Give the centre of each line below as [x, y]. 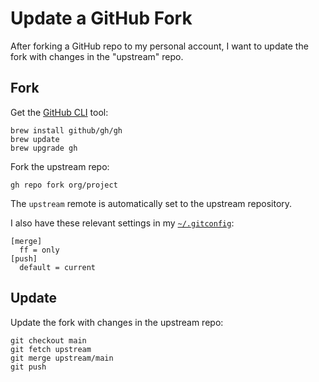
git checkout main [48, 340]
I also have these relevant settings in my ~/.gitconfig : [122, 223]
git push [28, 367]
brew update [35, 139]
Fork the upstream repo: [60, 166]
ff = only [39, 250]
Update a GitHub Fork [101, 18]
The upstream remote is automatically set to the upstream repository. [151, 203]
